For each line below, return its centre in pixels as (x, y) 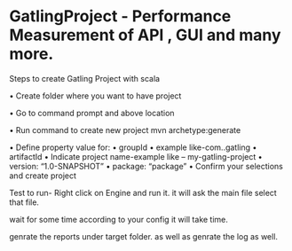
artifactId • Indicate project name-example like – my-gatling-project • (136, 156)
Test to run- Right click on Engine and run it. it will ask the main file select (143, 192)
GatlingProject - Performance (120, 16)
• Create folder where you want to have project (95, 96)
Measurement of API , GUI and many (145, 35)
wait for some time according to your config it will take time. (119, 219)
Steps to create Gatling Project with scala (85, 78)
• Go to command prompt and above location (92, 113)
